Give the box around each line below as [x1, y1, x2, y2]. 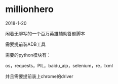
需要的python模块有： [5, 52, 51, 58]
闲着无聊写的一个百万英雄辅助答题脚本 [5, 30, 85, 36]
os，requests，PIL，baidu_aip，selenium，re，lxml [5, 62, 113, 68]
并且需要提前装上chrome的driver [5, 73, 73, 79]
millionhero [5, 4, 54, 15]
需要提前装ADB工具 [5, 41, 46, 47]
